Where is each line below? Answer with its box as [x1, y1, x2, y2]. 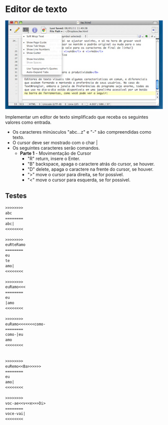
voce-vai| [5, 411, 26, 416]
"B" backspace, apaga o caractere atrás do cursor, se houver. [27, 161, 155, 167]
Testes [5, 191, 27, 200]
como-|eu [5, 332, 23, 337]
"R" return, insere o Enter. [27, 156, 80, 162]
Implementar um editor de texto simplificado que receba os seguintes [5, 114, 148, 120]
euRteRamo [5, 242, 26, 247]
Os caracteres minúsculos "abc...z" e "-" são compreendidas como [12, 129, 151, 135]
